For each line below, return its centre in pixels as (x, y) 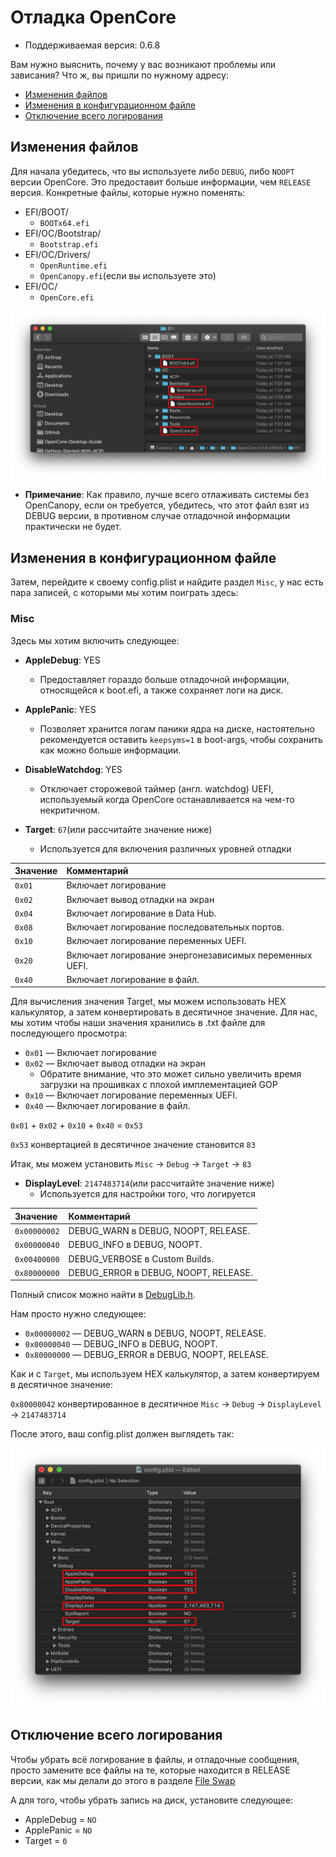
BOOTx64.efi (64, 223)
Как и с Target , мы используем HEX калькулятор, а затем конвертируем (165, 1374)
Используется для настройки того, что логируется (148, 1194)
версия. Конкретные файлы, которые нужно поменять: (128, 192)
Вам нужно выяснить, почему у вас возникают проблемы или (143, 64)
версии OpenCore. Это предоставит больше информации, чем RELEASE (161, 182)
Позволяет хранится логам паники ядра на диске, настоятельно (177, 728)
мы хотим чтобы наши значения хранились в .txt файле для (138, 1023)
